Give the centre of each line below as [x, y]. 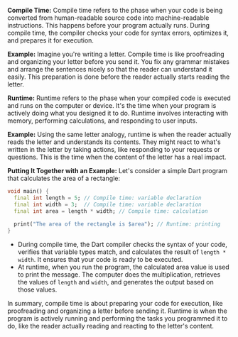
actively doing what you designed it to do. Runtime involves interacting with [118, 113]
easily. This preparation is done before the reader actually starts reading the [119, 77]
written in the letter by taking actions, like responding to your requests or [114, 149]
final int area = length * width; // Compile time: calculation [111, 211]
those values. [37, 289]
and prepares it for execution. [51, 40]
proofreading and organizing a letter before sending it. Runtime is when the [117, 311]
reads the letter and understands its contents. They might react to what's [114, 142]
